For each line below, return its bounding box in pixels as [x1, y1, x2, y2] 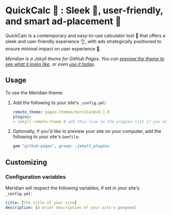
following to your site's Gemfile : [12, 133, 80, 140]
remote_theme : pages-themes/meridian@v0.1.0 [12, 109, 110, 114]
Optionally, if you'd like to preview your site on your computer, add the [12, 128, 162, 134]
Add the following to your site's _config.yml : [12, 100, 107, 106]
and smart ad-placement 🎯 [5, 15, 122, 27]
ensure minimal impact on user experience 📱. [5, 46, 101, 52]
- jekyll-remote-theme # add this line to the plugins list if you [12, 119, 160, 124]
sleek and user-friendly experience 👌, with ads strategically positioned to [5, 38, 162, 44]
